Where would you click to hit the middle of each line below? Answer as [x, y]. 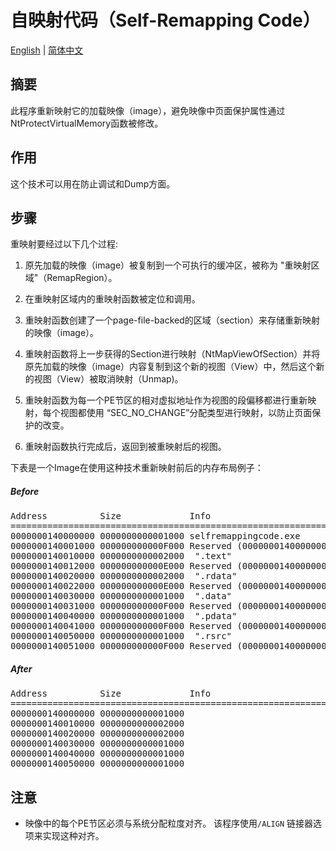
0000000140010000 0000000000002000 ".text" [121, 556]
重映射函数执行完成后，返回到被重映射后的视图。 [125, 447]
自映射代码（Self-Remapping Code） [165, 20]
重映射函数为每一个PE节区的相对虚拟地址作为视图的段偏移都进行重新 [166, 400]
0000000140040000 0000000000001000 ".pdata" [124, 616]
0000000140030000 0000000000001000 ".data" [121, 596]
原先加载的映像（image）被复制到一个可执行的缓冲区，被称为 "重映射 [168, 265]
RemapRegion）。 [82, 278]
